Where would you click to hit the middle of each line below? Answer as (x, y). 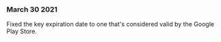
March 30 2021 (32, 9)
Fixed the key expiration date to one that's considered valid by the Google (110, 24)
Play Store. (22, 31)
